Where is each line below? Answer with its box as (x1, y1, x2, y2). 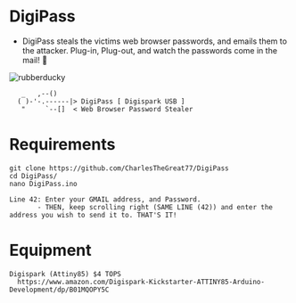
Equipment (9, 241, 92, 260)
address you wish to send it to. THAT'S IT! (9, 210, 177, 219)
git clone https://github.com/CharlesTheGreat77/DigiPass (9, 163, 229, 173)
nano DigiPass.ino (9, 179, 78, 188)
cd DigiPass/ (9, 171, 58, 180)
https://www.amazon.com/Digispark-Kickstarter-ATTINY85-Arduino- (17, 277, 266, 286)
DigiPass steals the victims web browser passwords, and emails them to (21, 36, 288, 46)
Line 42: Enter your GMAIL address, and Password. (9, 194, 201, 204)
